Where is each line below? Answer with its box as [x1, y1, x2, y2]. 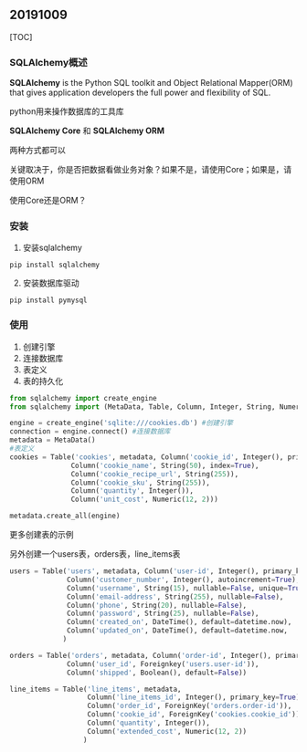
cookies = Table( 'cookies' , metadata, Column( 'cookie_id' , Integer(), [9, 452, 284, 462]
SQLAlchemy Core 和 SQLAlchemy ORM [9, 125, 165, 136]
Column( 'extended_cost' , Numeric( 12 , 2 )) [87, 726, 248, 736]
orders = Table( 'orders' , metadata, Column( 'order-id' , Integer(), [9, 651, 272, 660]
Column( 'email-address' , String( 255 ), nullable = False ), [67, 592, 284, 601]
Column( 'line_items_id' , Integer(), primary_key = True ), [87, 693, 304, 702]
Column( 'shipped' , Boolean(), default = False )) [67, 668, 248, 677]
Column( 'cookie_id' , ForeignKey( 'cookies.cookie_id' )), [87, 710, 304, 719]
